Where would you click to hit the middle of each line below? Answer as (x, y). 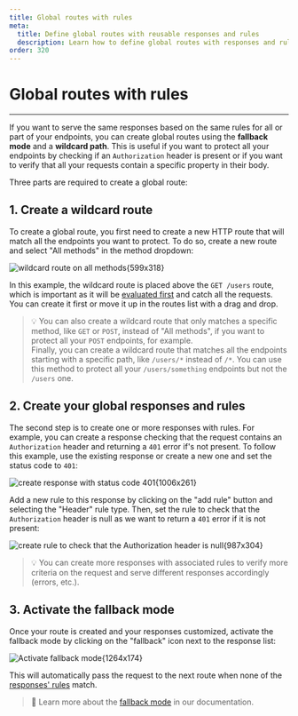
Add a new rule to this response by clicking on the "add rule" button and (141, 499)
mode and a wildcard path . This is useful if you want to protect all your (139, 147)
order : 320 (29, 51)
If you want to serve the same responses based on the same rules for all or (146, 127)
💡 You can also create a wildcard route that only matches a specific (154, 321)
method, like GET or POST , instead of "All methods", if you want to (148, 330)
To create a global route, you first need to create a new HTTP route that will (147, 231)
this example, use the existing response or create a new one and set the (141, 456)
